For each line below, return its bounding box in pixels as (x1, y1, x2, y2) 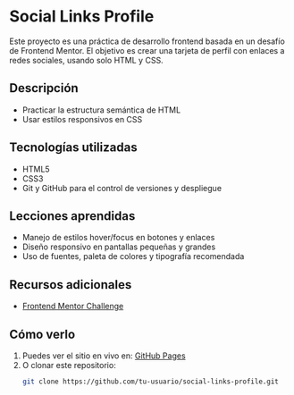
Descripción (9, 80, 79, 96)
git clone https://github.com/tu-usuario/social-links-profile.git (21, 377, 279, 386)
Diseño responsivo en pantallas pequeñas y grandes (21, 241, 216, 252)
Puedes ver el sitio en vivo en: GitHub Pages (21, 350, 186, 361)
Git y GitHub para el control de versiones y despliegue (21, 182, 222, 193)
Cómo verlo (9, 326, 76, 341)
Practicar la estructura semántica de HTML (21, 105, 181, 115)
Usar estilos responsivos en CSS (21, 113, 143, 124)
